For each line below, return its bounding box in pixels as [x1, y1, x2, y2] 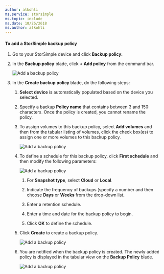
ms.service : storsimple [5, 12, 54, 17]
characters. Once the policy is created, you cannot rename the [19, 109, 146, 115]
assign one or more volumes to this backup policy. [19, 134, 121, 140]
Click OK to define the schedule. [26, 221, 93, 227]
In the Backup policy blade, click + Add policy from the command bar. [12, 61, 155, 67]
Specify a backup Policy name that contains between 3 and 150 [19, 104, 149, 110]
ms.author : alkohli [5, 25, 45, 30]
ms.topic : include [5, 16, 43, 21]
